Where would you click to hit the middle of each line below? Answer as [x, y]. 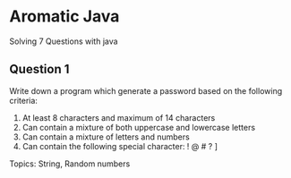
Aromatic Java [64, 17]
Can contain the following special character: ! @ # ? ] [120, 146]
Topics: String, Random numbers [70, 164]
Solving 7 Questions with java [64, 41]
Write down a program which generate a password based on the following [146, 90]
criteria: [24, 100]
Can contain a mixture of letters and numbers [106, 137]
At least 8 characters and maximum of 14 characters [119, 117]
